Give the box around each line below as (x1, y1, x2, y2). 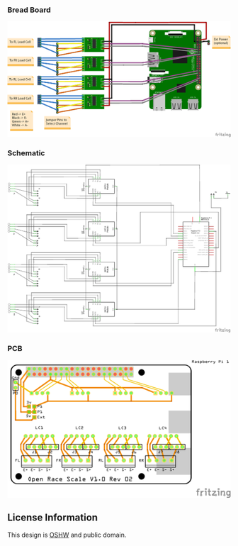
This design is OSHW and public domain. (7, 530, 127, 539)
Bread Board (7, 5, 51, 15)
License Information (7, 512, 98, 524)
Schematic (7, 147, 45, 157)
